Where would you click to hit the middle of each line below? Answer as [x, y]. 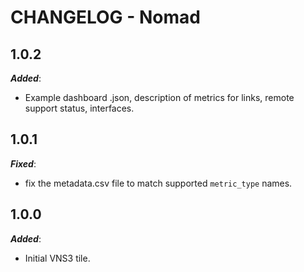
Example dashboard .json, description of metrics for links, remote [159, 97]
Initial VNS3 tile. [57, 258]
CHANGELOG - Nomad [105, 17]
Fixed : [23, 163]
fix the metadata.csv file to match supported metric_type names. [158, 183]
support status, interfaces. [79, 108]
